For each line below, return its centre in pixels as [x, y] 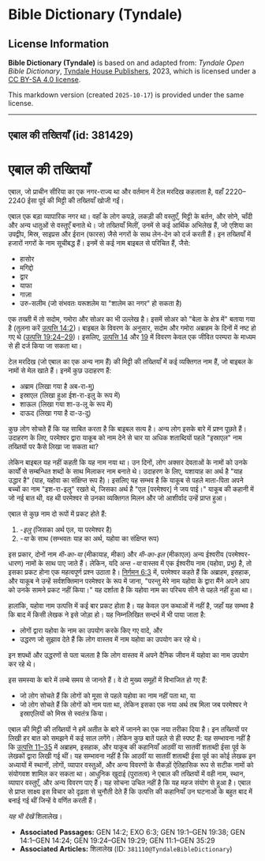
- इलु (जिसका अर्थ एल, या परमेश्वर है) [66, 530]
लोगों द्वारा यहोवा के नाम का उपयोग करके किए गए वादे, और [91, 631]
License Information [58, 44]
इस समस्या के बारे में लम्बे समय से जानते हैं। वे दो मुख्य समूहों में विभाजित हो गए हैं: [108, 680]
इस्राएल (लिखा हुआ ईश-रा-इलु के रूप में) [70, 395]
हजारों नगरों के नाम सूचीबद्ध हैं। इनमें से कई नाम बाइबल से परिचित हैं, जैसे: [99, 244]
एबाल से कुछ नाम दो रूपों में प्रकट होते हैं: [58, 514]
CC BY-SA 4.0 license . [45, 79]
